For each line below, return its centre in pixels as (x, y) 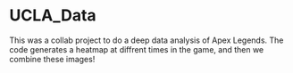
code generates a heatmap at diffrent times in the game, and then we (137, 49)
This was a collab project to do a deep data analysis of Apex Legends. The (146, 40)
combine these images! (52, 59)
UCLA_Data (53, 16)
